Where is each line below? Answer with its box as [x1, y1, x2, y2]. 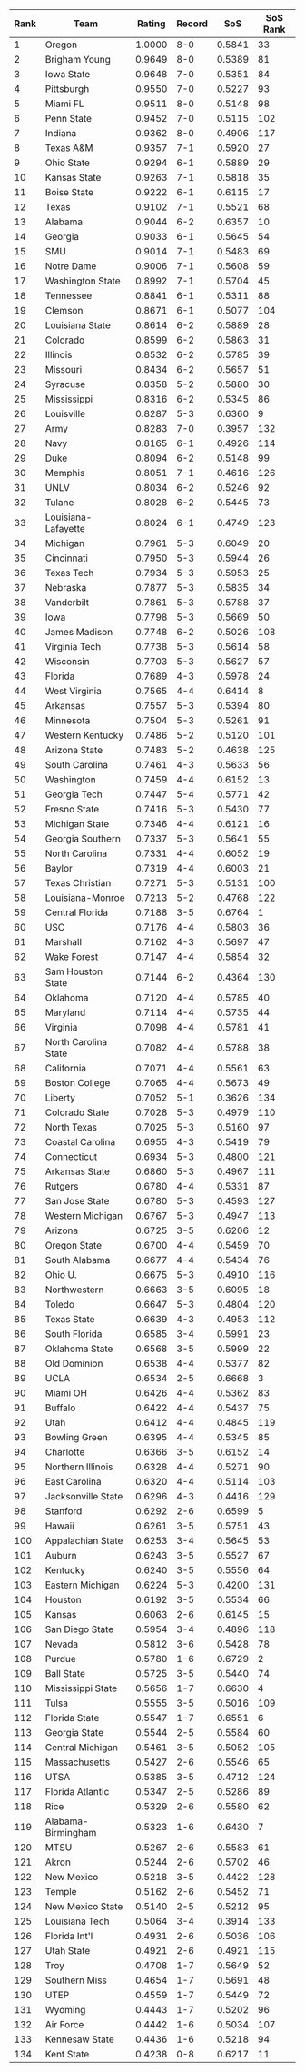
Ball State [44, 1668, 86, 1679]
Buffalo [44, 1401, 76, 1414]
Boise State [44, 186, 93, 198]
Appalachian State [44, 1535, 123, 1547]
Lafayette [44, 523, 86, 534]
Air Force [44, 2018, 84, 2030]
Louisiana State [44, 319, 111, 331]
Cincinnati [44, 552, 88, 564]
